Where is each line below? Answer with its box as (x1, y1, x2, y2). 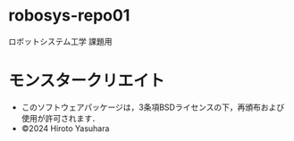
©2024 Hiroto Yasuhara (21, 122, 110, 134)
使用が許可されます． (21, 112, 100, 123)
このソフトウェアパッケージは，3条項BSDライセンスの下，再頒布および (21, 102, 285, 112)
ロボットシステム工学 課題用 (8, 36, 113, 46)
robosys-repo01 (8, 5, 130, 26)
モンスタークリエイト (8, 70, 165, 91)
